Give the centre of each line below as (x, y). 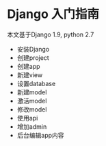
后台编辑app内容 (40, 135)
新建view (30, 75)
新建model (32, 92)
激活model (32, 101)
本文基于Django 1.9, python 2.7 (51, 34)
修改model (32, 109)
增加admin (32, 126)
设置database (36, 83)
